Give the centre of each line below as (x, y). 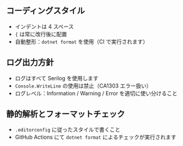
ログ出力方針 (30, 62)
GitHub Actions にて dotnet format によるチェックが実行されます (95, 137)
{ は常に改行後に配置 (41, 34)
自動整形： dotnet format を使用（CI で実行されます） (82, 42)
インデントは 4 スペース (44, 27)
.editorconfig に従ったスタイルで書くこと (67, 130)
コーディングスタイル (46, 11)
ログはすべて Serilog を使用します (57, 78)
